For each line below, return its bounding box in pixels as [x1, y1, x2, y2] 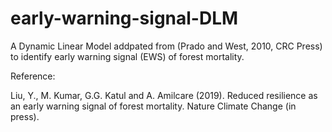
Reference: [10, 70, 56, 82]
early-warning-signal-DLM [10, 7, 239, 30]
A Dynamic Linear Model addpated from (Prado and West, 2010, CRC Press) [10, 40, 323, 52]
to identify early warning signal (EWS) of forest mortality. [10, 50, 245, 62]
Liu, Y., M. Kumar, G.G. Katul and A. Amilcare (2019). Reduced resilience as [10, 89, 318, 101]
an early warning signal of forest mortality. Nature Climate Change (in [10, 100, 297, 112]
